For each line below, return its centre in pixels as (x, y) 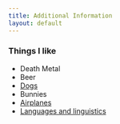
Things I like (32, 51)
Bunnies (33, 94)
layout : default (35, 23)
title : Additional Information (60, 16)
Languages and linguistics (63, 111)
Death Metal (40, 68)
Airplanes (36, 102)
